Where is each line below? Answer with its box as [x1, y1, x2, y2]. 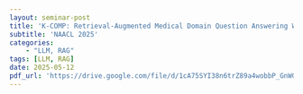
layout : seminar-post [9, 13, 91, 22]
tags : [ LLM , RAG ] [9, 55, 75, 64]
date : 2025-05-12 [9, 64, 75, 73]
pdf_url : [9, 72, 42, 81]
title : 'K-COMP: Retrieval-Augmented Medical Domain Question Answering [9, 21, 289, 30]
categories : [9, 38, 54, 47]
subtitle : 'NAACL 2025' [9, 30, 99, 38]
